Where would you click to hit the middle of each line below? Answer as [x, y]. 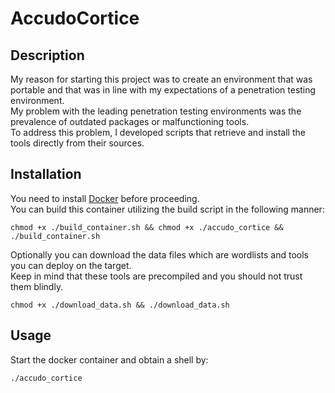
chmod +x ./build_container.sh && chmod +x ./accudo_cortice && [147, 227]
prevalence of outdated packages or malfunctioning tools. [130, 121]
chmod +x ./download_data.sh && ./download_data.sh [120, 305]
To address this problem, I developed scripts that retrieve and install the [158, 132]
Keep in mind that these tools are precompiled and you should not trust [156, 276]
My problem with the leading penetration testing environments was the [156, 111]
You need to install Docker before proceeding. [105, 198]
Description [47, 55]
